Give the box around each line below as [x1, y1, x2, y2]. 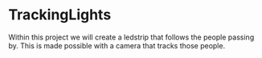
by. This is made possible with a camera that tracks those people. [8, 40, 226, 50]
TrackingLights [8, 6, 112, 24]
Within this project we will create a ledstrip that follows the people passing [8, 32, 255, 42]
